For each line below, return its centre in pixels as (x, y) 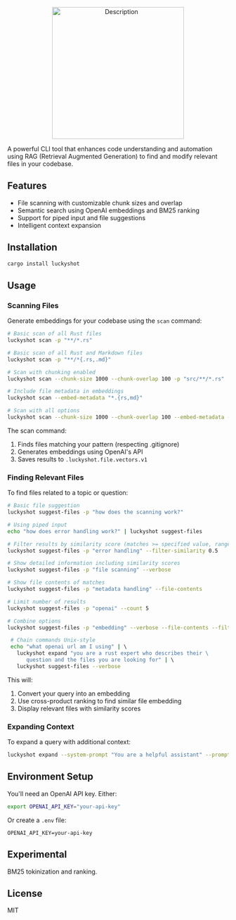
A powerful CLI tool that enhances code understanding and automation (110, 149)
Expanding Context (41, 727)
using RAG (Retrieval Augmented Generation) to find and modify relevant (112, 156)
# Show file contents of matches (56, 583)
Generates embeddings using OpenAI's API (80, 452)
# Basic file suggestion (44, 506)
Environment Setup (50, 777)
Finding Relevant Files (46, 477)
